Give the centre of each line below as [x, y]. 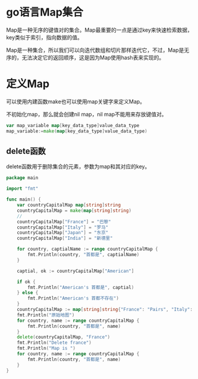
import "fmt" [22, 189]
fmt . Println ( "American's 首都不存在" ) [73, 298]
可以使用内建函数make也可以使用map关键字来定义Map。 [76, 101]
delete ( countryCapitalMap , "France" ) [64, 337]
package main [22, 178]
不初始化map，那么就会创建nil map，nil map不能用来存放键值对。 [87, 114]
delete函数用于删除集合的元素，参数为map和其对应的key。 [78, 167]
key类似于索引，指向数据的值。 [45, 37]
